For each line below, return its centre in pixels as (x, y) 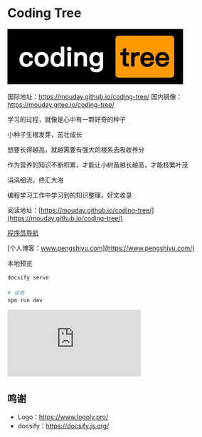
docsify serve (28, 277)
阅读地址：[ (24, 210)
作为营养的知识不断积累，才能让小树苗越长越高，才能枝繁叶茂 (98, 165)
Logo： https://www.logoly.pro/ (63, 417)
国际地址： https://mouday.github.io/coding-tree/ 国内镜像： (95, 96)
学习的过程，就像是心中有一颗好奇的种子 (67, 119)
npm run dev (25, 300)
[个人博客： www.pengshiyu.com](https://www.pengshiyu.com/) (101, 248)
